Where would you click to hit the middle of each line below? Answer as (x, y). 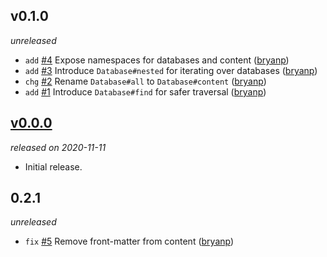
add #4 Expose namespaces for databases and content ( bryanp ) (157, 60)
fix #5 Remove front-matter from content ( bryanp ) (129, 241)
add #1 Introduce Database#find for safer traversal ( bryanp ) (145, 91)
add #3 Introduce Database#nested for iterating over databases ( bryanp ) (171, 70)
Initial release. (53, 166)
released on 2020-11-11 (58, 147)
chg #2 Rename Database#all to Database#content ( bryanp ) (145, 81)
